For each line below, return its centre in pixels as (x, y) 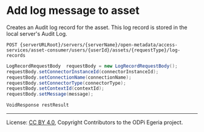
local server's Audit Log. (37, 33)
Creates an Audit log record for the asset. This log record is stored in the (97, 27)
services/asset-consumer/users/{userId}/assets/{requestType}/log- (93, 50)
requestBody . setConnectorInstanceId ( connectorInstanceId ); (83, 71)
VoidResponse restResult (38, 105)
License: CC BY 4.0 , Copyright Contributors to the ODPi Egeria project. (95, 122)
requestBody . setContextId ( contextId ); (55, 88)
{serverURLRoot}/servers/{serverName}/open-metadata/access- (99, 45)
